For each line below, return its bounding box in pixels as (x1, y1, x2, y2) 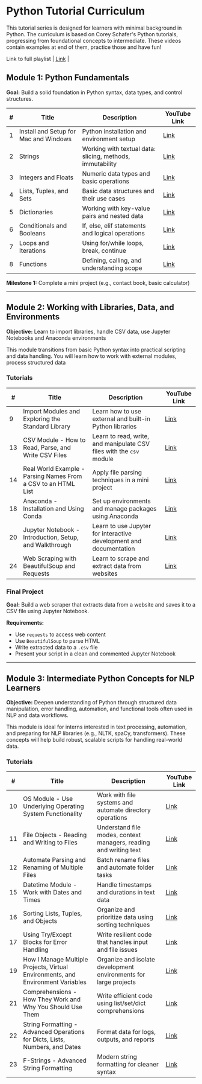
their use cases (82, 194, 126, 203)
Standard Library (23, 422, 71, 430)
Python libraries (92, 422, 137, 430)
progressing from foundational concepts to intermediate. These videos (6, 37, 182, 44)
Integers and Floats (19, 173, 74, 182)
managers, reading (97, 838, 150, 847)
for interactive (92, 529, 132, 538)
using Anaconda (92, 512, 138, 520)
